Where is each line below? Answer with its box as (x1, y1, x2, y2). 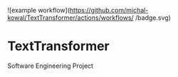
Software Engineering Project (7, 61, 94, 70)
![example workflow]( (7, 6, 70, 14)
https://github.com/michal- (69, 6, 149, 14)
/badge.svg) (135, 13, 171, 22)
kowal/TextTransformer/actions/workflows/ (7, 13, 134, 22)
